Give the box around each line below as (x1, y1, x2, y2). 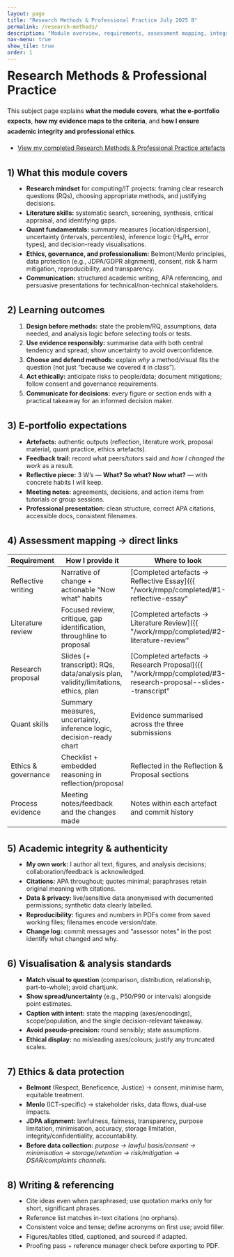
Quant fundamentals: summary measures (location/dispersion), (26, 225, 211, 234)
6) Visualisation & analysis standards (7, 958, 172, 970)
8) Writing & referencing (7, 1179, 114, 1191)
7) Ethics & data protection (7, 1065, 125, 1078)
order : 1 (7, 50, 33, 57)
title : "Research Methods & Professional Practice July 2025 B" (7, 17, 198, 24)
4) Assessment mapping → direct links (7, 535, 179, 547)
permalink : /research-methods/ (7, 23, 98, 30)
